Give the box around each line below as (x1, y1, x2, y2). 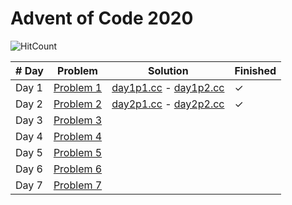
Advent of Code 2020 (10, 7, 194, 30)
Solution (148, 63, 189, 77)
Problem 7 (53, 178, 103, 192)
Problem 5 (53, 145, 103, 159)
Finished (234, 63, 277, 77)
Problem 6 (53, 162, 103, 176)
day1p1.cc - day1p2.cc (111, 80, 225, 94)
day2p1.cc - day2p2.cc (111, 97, 225, 111)
